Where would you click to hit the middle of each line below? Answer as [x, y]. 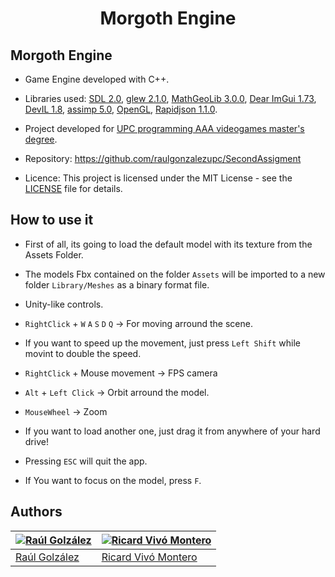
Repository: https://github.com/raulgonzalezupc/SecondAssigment [163, 158]
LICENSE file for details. [73, 188]
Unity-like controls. [64, 304]
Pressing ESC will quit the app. [86, 461]
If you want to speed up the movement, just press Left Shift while [162, 343]
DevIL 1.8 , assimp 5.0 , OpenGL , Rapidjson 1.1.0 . [121, 109]
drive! [36, 441]
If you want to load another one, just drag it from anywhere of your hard [172, 431]
